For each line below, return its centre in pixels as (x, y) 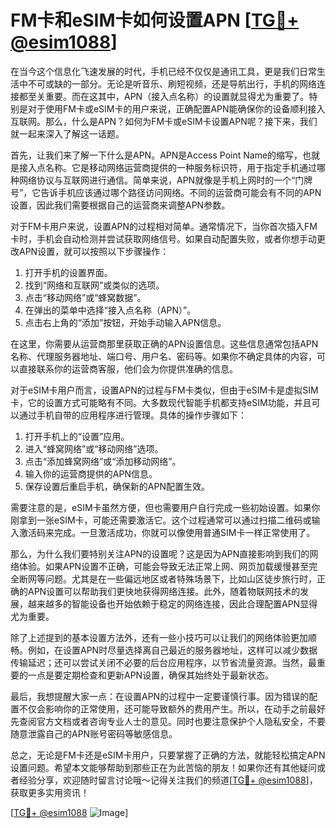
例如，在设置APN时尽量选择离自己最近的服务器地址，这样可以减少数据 (172, 650)
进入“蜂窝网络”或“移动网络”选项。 (94, 448)
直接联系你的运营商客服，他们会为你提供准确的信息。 (128, 368)
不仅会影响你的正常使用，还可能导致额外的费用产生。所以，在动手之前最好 (172, 708)
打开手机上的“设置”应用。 (77, 436)
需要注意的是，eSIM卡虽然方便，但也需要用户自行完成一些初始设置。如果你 (165, 507)
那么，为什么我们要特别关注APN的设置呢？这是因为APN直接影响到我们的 (160, 553)
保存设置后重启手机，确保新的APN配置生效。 (117, 486)
